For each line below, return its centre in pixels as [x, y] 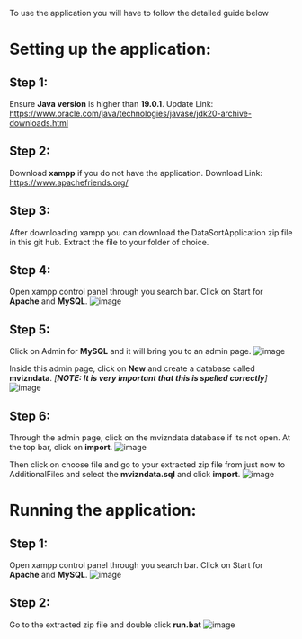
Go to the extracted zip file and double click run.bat [106, 625]
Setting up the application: [110, 49]
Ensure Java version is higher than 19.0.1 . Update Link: [111, 104]
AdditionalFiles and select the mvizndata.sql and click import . [125, 475]
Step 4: [30, 270]
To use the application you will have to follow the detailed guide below [139, 13]
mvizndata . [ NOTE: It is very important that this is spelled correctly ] [138, 378]
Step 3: [30, 211]
